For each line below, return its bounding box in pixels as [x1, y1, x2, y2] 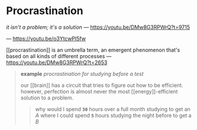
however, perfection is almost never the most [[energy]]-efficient [20, 88, 178, 95]
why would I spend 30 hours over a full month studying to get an [35, 105, 191, 112]
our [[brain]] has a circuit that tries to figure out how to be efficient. [20, 81, 183, 89]
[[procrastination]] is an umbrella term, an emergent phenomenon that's [6, 46, 181, 54]
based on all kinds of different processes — [6, 52, 112, 59]
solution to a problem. [20, 94, 74, 101]
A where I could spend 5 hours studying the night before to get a [35, 112, 192, 119]
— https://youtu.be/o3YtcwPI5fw [6, 35, 86, 42]
